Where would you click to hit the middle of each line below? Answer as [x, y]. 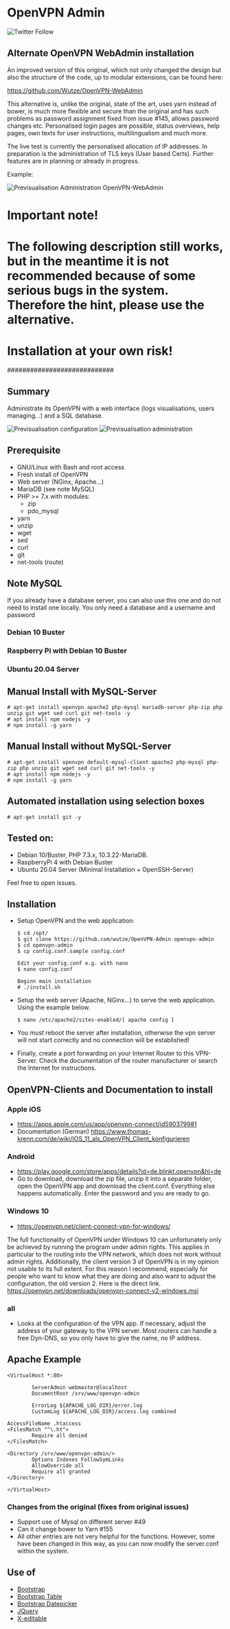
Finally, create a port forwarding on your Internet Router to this [105, 1053]
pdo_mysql [43, 510]
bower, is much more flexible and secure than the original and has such [108, 111]
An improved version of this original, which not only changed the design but [114, 69]
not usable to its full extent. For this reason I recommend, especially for [107, 1268]
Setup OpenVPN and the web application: [76, 921]
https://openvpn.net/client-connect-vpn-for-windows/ [94, 1226]
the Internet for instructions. [57, 1068]
